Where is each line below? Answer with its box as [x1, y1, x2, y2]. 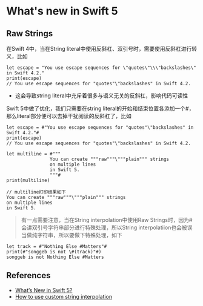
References [6, 270, 51, 281]
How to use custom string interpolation [15, 293, 113, 300]
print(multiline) [6, 177, 50, 183]
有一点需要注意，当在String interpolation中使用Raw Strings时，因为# [21, 216, 193, 223]
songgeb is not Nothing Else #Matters [6, 254, 104, 260]
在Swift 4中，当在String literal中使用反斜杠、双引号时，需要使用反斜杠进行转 [6, 45, 198, 52]
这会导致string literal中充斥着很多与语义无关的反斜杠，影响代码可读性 [15, 92, 188, 99]
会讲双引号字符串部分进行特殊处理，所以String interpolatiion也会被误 [21, 224, 193, 231]
